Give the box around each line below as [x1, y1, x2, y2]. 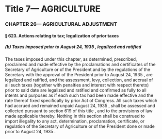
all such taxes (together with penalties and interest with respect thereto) [5, 82, 149, 88]
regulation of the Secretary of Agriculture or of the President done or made [5, 123, 155, 129]
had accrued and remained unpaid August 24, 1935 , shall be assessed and [5, 103, 155, 108]
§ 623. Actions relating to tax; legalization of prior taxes [5, 33, 119, 38]
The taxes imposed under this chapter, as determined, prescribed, [5, 56, 137, 62]
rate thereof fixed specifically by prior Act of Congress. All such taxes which [5, 97, 158, 103]
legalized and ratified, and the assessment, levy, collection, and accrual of [5, 77, 153, 83]
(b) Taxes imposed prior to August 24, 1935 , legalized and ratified [5, 44, 142, 50]
